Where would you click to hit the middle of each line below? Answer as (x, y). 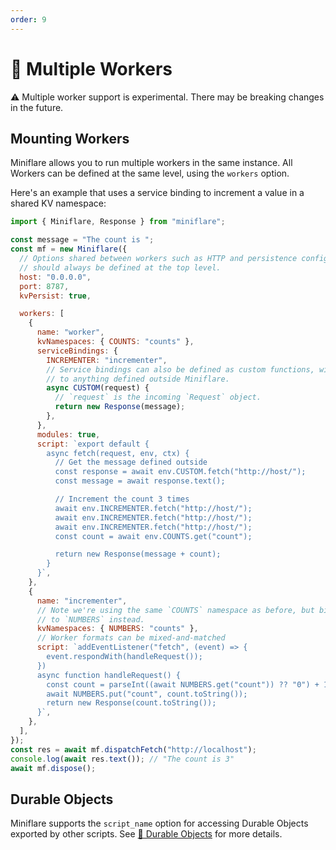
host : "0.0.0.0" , (55, 277)
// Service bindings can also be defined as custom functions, (180, 369)
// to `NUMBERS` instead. (90, 619)
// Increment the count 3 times (122, 499)
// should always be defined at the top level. (120, 267)
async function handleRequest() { (109, 675)
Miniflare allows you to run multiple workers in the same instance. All (151, 163)
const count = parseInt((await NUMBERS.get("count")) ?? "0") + (183, 684)
